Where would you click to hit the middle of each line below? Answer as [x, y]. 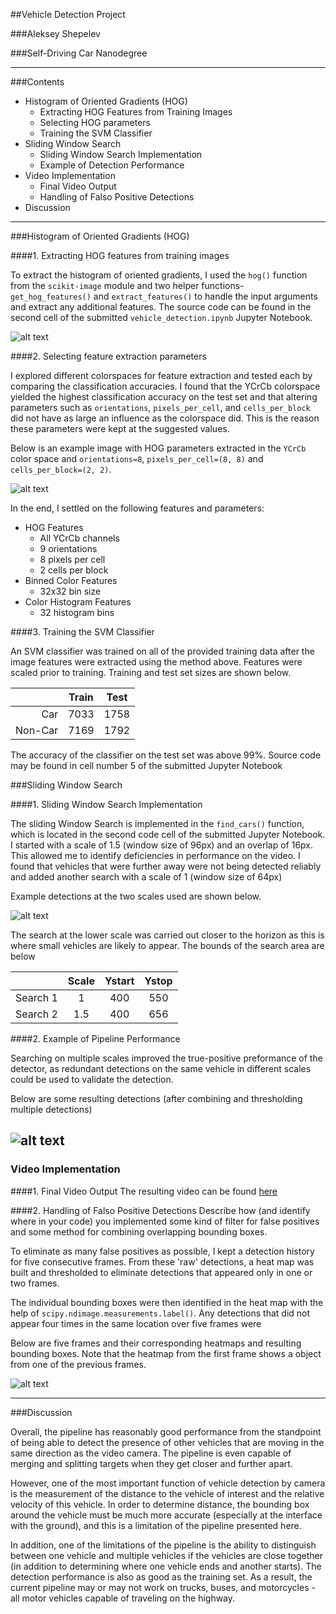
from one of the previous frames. [78, 1364]
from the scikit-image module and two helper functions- [127, 285]
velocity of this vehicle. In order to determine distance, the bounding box [160, 1504]
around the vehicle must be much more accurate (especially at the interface [166, 1515]
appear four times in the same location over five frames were [136, 1323]
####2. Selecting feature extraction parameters [108, 356]
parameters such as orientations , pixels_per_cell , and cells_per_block [160, 407]
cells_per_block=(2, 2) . [61, 469]
